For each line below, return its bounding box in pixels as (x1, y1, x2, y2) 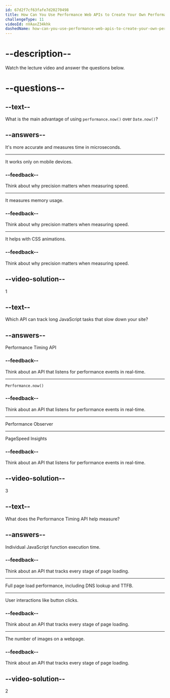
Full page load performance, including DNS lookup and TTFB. (5, 583, 134, 589)
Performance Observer (5, 421, 54, 427)
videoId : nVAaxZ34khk (5, 21, 51, 27)
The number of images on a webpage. (5, 636, 85, 642)
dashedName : (5, 26, 30, 31)
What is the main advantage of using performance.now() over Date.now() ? (5, 116, 158, 122)
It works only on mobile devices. (5, 158, 73, 165)
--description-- (5, 48, 72, 60)
